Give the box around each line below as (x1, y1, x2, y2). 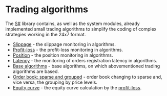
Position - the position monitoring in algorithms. (12, 52, 114, 58)
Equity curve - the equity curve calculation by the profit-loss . (12, 84, 142, 90)
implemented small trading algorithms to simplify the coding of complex (5, 26, 157, 32)
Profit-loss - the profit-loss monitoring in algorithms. (12, 46, 123, 53)
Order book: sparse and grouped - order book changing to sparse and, (12, 74, 162, 80)
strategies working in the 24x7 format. (5, 31, 86, 37)
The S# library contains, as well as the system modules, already (5, 20, 140, 27)
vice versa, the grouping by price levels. (12, 79, 97, 85)
